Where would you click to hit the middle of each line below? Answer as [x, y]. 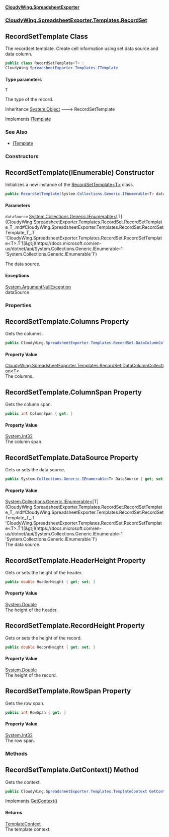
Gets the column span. [29, 405]
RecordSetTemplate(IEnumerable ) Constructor [80, 173]
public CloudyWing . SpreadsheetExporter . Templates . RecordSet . [71, 343]
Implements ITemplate [28, 119]
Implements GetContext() [31, 801]
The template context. [28, 829]
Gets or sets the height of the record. [44, 638]
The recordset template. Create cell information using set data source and [82, 48]
